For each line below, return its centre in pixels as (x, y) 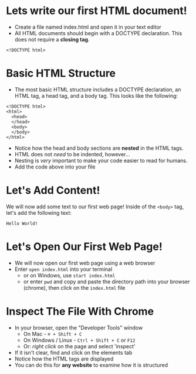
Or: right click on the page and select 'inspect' (80, 346)
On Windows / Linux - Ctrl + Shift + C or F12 (79, 340)
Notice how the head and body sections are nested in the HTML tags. (99, 148)
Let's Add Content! (53, 191)
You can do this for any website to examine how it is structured (91, 365)
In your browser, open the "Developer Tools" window (78, 327)
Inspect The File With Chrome (80, 311)
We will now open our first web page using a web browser (85, 263)
